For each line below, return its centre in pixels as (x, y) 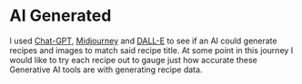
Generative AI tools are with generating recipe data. (106, 70)
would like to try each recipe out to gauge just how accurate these (133, 60)
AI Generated (60, 16)
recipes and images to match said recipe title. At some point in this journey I (151, 50)
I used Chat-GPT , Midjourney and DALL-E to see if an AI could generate (143, 41)
